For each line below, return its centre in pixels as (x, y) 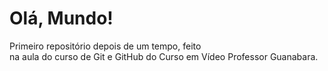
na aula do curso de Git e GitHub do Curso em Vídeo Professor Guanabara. (164, 56)
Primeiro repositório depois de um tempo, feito (105, 46)
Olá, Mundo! (61, 18)
